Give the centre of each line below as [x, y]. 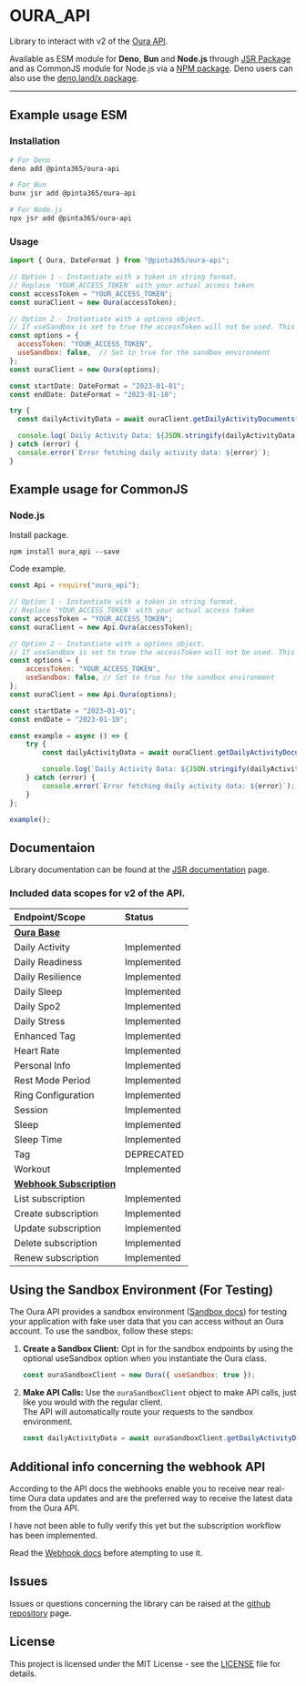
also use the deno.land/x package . [74, 77]
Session [31, 1110]
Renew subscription [56, 1257]
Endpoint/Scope [50, 917]
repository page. [41, 1613]
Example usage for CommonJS [99, 489]
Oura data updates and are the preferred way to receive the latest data [160, 1498]
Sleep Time [38, 1139]
